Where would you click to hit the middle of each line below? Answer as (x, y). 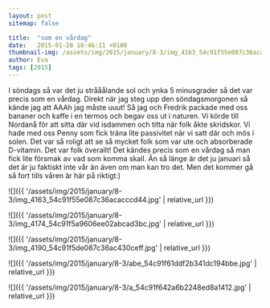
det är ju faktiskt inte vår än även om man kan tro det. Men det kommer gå (131, 167)
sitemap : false (34, 23)
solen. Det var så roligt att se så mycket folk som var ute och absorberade (131, 141)
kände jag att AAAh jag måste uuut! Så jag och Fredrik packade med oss (128, 107)
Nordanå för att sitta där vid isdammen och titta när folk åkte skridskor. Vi (129, 124)
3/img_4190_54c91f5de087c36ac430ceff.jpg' (83, 247)
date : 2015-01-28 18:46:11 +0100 (68, 45)
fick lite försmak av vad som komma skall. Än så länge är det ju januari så (129, 158)
